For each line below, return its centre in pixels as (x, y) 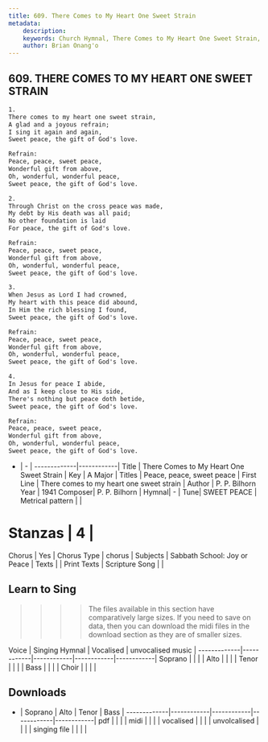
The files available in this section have (151, 608)
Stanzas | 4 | (52, 533)
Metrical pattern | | (51, 500)
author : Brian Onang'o (61, 46)
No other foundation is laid (57, 221)
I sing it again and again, (56, 132)
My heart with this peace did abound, (73, 303)
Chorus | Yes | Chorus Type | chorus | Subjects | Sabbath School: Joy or (128, 555)
